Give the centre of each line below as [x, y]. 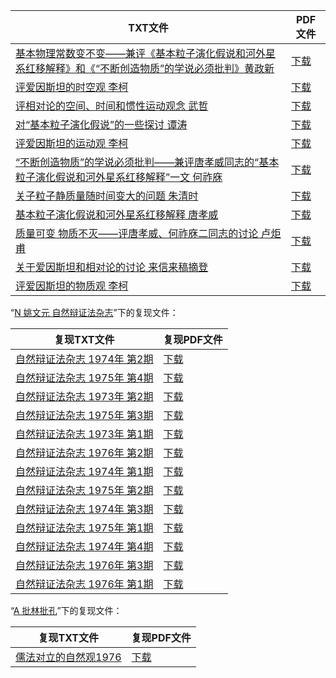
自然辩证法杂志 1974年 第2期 [84, 359]
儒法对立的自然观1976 [68, 657]
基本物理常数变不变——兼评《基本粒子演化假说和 [131, 53]
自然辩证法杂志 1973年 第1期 [84, 434]
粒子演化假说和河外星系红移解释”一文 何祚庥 [119, 177]
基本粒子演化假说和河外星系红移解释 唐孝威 [117, 214]
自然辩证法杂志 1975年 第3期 [84, 415]
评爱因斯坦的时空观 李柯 [72, 87]
